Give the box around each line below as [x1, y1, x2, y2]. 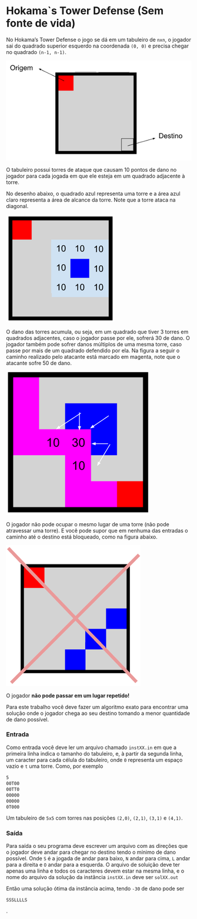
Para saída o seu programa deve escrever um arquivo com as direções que [6, 843, 188, 850]
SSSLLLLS [6, 897, 28, 903]
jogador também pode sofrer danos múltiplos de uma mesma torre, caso [6, 340, 182, 347]
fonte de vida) [6, 16, 76, 30]
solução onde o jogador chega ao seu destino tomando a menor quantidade [6, 710, 190, 717]
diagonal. [6, 202, 29, 209]
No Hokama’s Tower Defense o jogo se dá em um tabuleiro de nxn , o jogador [6, 36, 191, 43]
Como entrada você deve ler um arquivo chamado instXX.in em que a [6, 744, 177, 751]
